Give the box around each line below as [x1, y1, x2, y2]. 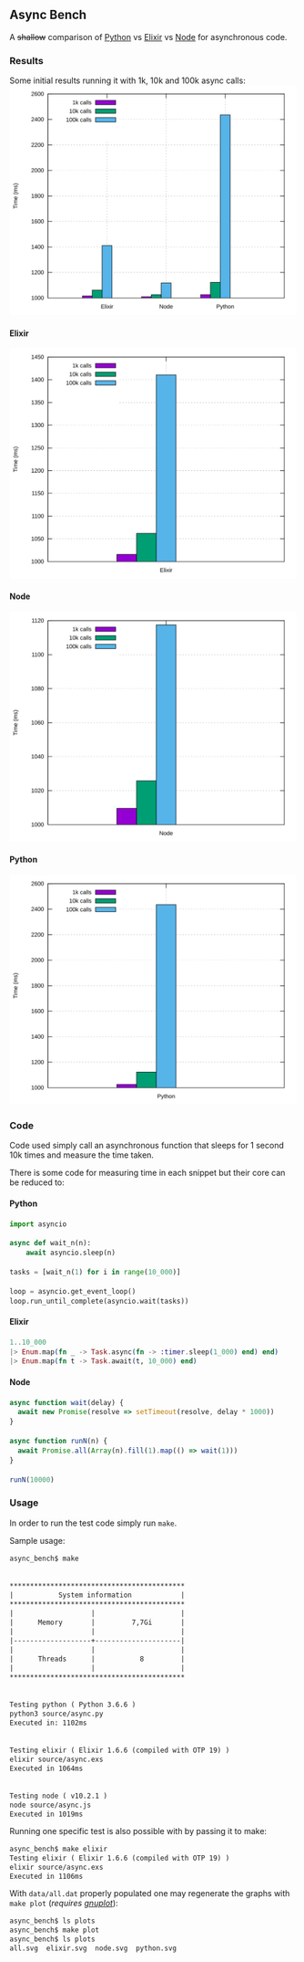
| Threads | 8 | [9, 1654, 185, 1663]
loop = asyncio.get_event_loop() [9, 1286, 137, 1296]
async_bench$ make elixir [9, 1844, 107, 1853]
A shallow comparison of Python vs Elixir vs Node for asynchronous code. [9, 31, 288, 42]
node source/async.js [9, 1800, 92, 1810]
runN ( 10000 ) [9, 1474, 55, 1485]
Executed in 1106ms [9, 1872, 84, 1881]
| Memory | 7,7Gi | [9, 1618, 185, 1627]
